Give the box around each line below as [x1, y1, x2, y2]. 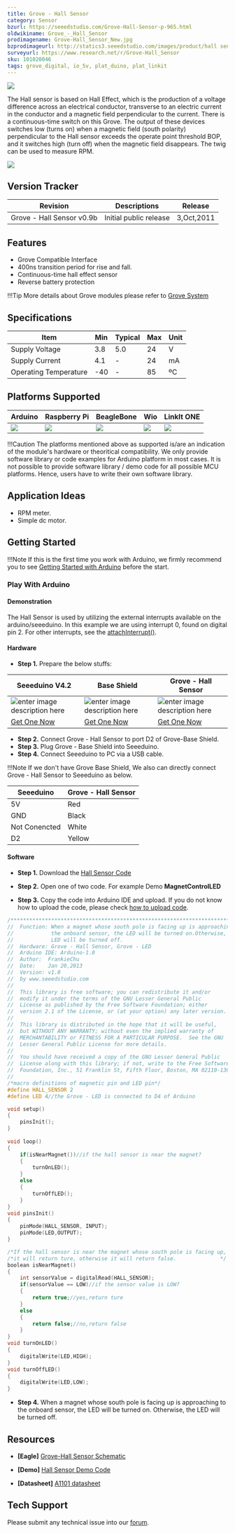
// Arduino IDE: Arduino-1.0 [7, 950, 96, 957]
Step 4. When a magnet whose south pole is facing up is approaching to [17, 1398, 226, 1407]
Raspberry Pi [45, 412, 90, 421]
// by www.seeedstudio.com [7, 975, 90, 982]
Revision [39, 201, 69, 211]
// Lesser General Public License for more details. [7, 1041, 168, 1048]
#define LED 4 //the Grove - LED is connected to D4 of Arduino [7, 1093, 196, 1100]
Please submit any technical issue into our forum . [7, 1518, 149, 1526]
